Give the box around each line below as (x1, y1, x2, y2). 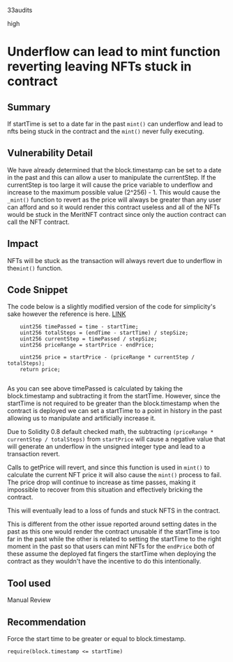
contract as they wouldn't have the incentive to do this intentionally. (7, 557, 202, 566)
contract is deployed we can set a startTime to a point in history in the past (7, 407, 222, 415)
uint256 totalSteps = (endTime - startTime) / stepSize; (20, 329, 189, 337)
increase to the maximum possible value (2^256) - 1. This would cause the (7, 188, 221, 196)
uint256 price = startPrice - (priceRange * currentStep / (20, 354, 195, 361)
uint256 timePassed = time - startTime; (20, 324, 139, 331)
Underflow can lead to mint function (7, 44, 221, 60)
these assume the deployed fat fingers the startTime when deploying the (7, 550, 216, 558)
